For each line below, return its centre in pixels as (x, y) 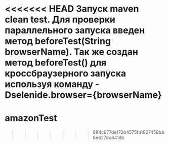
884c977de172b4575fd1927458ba (129, 132)
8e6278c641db (109, 138)
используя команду (49, 84)
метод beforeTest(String (58, 41)
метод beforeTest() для (56, 63)
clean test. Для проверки (60, 20)
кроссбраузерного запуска (66, 74)
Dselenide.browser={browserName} (83, 95)
